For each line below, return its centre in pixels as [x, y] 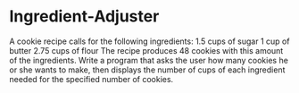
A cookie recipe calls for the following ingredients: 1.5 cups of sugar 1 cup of [149, 41]
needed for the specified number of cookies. [91, 79]
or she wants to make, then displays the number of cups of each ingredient [147, 70]
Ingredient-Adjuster [84, 17]
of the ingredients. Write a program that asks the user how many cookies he [149, 60]
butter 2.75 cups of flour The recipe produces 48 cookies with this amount [146, 50]
